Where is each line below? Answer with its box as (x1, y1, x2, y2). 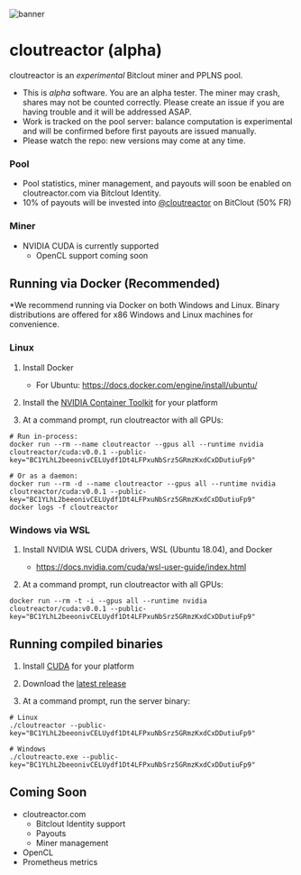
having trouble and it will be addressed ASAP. (22, 106, 192, 117)
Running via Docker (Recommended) (9, 276, 221, 291)
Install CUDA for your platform (22, 661, 135, 671)
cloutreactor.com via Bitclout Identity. (22, 187, 162, 198)
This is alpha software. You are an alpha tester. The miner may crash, (22, 87, 280, 98)
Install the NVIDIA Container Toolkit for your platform (22, 396, 218, 407)
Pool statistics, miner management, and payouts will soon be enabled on (22, 178, 292, 189)
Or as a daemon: (17, 471, 78, 480)
